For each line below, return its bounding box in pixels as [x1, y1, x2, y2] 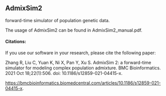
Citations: [5, 39, 27, 45]
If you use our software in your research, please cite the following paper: [5, 50, 156, 56]
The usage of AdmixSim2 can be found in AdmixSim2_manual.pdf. [5, 27, 142, 33]
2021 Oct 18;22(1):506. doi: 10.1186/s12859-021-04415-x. [5, 70, 123, 76]
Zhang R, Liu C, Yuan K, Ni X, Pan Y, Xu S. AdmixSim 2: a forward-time [5, 60, 151, 66]
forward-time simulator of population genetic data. [5, 17, 110, 23]
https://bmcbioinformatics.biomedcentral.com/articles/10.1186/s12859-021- [5, 80, 161, 86]
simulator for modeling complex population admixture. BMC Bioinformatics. [5, 65, 161, 71]
